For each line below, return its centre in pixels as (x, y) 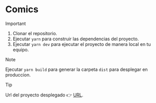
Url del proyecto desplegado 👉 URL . (44, 95)
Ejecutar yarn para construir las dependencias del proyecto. (76, 39)
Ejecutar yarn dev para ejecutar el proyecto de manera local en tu (82, 44)
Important (16, 23)
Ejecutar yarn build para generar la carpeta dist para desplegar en (77, 69)
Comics (22, 9)
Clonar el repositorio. (35, 33)
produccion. (18, 74)
